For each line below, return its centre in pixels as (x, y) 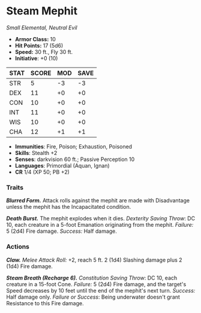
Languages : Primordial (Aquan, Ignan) (62, 165)
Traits (15, 187)
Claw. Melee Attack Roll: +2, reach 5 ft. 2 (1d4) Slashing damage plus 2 (94, 260)
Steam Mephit (42, 11)
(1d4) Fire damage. (29, 266)
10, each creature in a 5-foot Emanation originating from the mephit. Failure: (100, 225)
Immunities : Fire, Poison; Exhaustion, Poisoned (73, 146)
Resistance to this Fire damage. (45, 303)
